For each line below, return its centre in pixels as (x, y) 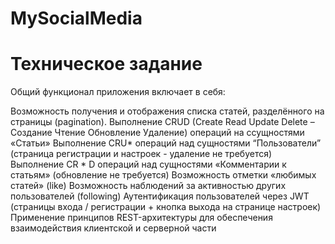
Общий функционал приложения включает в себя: (118, 92)
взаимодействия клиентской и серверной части (113, 228)
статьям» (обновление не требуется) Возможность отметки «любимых (163, 175)
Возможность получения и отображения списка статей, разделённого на (167, 111)
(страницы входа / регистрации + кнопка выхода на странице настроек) (166, 207)
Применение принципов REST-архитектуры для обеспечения (141, 218)
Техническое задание (106, 64)
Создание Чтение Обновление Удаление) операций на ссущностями (157, 133)
